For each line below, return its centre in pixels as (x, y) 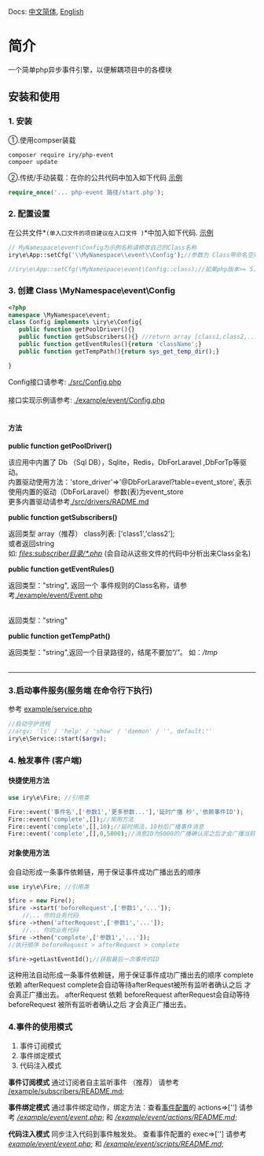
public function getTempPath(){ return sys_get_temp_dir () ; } (119, 351)
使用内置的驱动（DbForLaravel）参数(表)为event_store (96, 492)
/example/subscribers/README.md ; (66, 1091)
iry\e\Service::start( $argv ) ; (58, 738)
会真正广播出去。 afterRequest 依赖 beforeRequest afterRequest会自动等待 (129, 994)
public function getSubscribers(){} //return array (105, 337)
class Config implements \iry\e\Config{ (75, 322)
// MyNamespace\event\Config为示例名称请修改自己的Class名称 (103, 247)
